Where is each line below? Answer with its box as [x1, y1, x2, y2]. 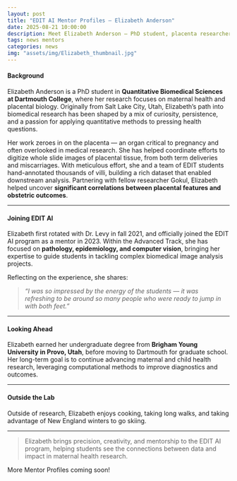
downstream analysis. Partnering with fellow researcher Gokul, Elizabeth [7, 176, 219, 184]
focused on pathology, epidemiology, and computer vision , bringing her [7, 244, 220, 253]
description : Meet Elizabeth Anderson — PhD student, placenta [7, 30, 197, 37]
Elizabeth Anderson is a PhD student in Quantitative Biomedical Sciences [7, 88, 224, 96]
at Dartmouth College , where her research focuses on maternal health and [7, 95, 226, 103]
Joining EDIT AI [7, 213, 54, 222]
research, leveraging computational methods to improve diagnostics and [7, 363, 218, 372]
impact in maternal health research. [24, 451, 128, 460]
